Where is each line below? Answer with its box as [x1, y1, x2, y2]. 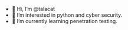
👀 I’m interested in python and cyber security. [11, 12, 123, 18]
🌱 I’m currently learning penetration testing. [11, 18, 118, 24]
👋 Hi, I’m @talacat [11, 6, 55, 12]
